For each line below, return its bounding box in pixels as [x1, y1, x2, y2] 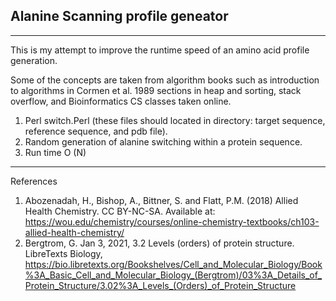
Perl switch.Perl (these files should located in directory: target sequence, [24, 114, 326, 126]
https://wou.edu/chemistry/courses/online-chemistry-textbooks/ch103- [24, 215, 320, 228]
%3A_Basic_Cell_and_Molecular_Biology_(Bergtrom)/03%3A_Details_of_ [24, 269, 323, 281]
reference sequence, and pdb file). [24, 125, 168, 137]
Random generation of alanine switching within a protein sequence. [24, 135, 303, 148]
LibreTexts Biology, [24, 247, 103, 259]
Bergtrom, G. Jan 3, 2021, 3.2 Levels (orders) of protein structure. [24, 237, 295, 249]
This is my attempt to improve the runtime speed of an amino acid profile [10, 44, 310, 56]
